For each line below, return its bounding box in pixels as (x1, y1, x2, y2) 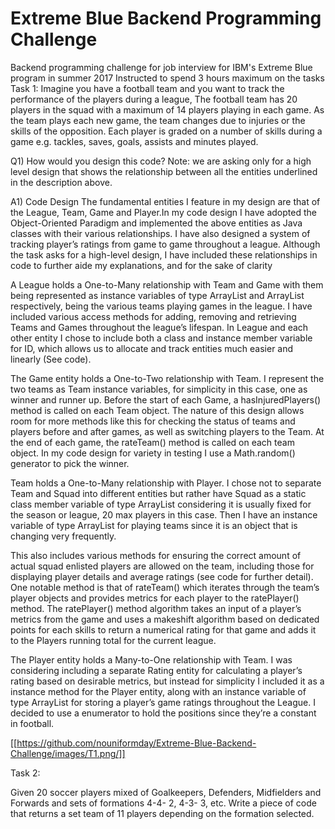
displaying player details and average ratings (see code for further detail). (10, 570, 314, 582)
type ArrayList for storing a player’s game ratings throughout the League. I (10, 696, 316, 708)
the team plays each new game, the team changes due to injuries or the (10, 114, 306, 126)
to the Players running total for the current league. (10, 634, 217, 646)
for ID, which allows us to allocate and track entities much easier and (10, 342, 294, 354)
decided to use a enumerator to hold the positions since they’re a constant (10, 707, 317, 719)
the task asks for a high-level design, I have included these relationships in (10, 248, 318, 261)
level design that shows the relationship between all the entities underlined (10, 165, 318, 177)
